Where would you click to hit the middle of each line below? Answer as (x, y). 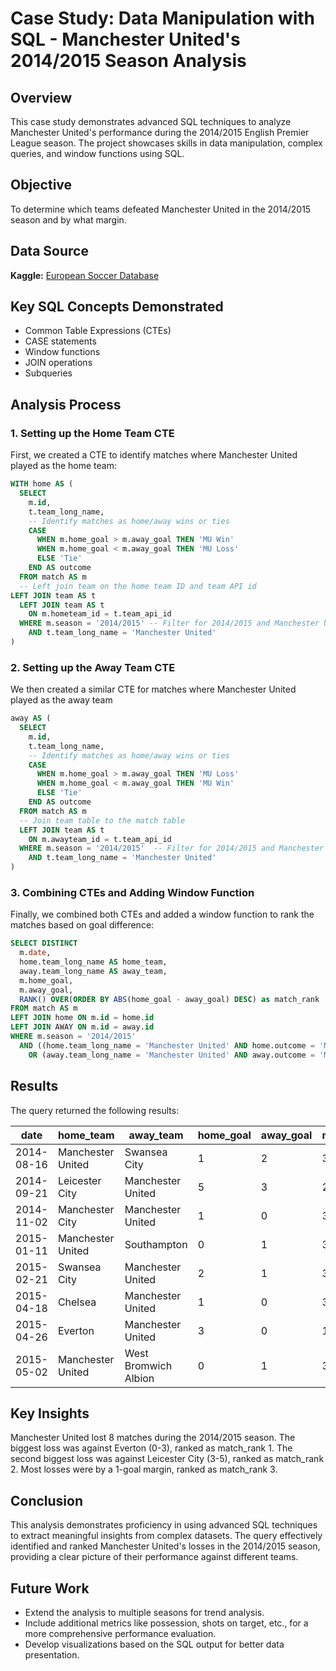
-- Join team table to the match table (102, 820)
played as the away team (61, 700)
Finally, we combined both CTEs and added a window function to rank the (162, 914)
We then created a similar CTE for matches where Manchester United (153, 689)
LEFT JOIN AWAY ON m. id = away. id (82, 1027)
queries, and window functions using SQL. (97, 153)
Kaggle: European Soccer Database (85, 275)
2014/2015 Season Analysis (128, 61)
